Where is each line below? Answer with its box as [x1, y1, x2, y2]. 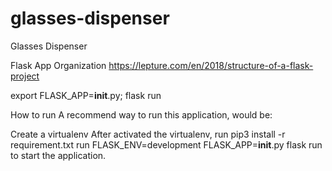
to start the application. [10, 149, 107, 161]
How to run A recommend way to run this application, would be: [10, 108, 273, 121]
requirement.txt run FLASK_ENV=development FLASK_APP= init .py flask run [10, 138, 323, 151]
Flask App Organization [10, 59, 107, 71]
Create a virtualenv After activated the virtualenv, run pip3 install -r [10, 128, 286, 140]
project [10, 70, 40, 82]
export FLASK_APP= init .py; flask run [10, 89, 162, 101]
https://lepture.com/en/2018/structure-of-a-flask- [108, 59, 314, 71]
